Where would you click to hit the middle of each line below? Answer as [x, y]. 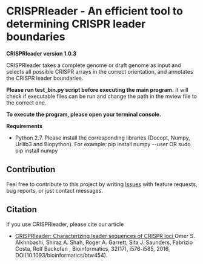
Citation [22, 210]
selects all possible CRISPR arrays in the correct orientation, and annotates [100, 71]
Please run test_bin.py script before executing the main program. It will [98, 89]
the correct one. [26, 102]
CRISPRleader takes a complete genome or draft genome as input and [94, 65]
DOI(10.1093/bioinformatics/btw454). [61, 255]
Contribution [31, 169]
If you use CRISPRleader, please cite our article [65, 224]
